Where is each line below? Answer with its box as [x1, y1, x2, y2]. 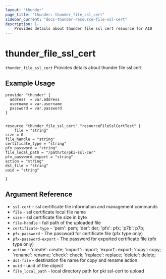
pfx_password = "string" [5, 145, 58, 150]
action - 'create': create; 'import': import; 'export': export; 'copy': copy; [12, 246, 161, 252]
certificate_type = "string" [5, 141, 67, 146]
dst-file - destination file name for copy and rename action [12, 257, 138, 263]
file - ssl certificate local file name [12, 209, 86, 215]
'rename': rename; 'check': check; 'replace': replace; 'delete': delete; [12, 252, 156, 258]
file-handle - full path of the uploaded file [12, 219, 101, 226]
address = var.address [10, 97, 60, 102]
